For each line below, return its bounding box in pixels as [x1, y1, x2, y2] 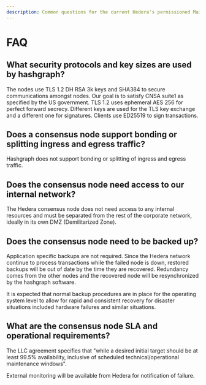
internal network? [6, 189, 76, 199]
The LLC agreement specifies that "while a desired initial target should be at [6, 347, 198, 354]
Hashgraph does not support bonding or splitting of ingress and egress [6, 155, 186, 162]
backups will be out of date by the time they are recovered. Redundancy [6, 265, 189, 273]
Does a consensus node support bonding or [6, 129, 178, 140]
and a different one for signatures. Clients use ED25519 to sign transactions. [6, 112, 199, 119]
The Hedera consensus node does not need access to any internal [6, 205, 175, 213]
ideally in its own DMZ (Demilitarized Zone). [6, 218, 116, 226]
